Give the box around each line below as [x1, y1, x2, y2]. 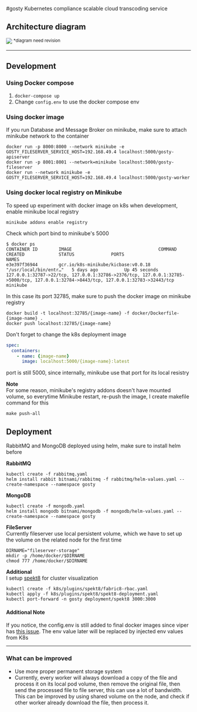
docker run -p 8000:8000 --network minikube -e [6, 144, 125, 150]
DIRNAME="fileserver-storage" [6, 548, 80, 554]
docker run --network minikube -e [6, 170, 91, 176]
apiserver [6, 154, 30, 161]
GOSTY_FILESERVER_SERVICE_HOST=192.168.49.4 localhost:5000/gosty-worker [6, 175, 191, 181]
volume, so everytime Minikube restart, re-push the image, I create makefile [6, 393, 189, 400]
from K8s [6, 634, 29, 641]
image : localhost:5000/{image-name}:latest [21, 359, 130, 365]
